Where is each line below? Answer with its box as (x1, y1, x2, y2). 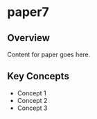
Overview (7, 32, 51, 44)
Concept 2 (17, 96, 48, 104)
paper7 (7, 4, 50, 20)
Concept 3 (17, 104, 48, 112)
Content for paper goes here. (7, 50, 91, 58)
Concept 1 (17, 88, 46, 97)
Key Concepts (7, 70, 69, 82)
